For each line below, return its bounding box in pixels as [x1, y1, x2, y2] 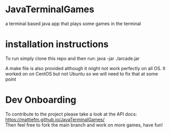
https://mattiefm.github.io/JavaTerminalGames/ [5, 116, 105, 122]
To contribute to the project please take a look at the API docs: [5, 111, 137, 117]
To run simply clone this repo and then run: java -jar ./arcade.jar [5, 55, 140, 61]
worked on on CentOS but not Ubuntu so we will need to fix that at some [5, 71, 158, 77]
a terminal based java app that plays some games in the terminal [5, 20, 141, 27]
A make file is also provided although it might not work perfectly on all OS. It [5, 65, 166, 71]
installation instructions [5, 38, 109, 50]
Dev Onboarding [5, 94, 77, 106]
